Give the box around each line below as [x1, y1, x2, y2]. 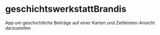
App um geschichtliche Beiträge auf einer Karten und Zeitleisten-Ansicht [5, 20, 155, 26]
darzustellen [5, 25, 31, 31]
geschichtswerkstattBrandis [5, 3, 127, 15]
